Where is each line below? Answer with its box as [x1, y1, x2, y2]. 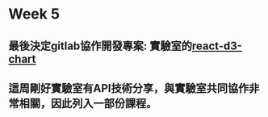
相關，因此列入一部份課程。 [19, 96, 157, 110]
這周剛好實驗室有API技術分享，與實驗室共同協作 [8, 81, 249, 95]
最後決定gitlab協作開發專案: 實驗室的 [8, 39, 192, 52]
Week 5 [8, 5, 61, 23]
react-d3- [191, 39, 242, 52]
